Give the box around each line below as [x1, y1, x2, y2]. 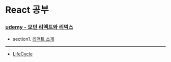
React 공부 [5, 4, 49, 16]
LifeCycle [12, 51, 33, 57]
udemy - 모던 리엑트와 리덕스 [5, 23, 74, 30]
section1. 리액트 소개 [12, 36, 54, 42]
